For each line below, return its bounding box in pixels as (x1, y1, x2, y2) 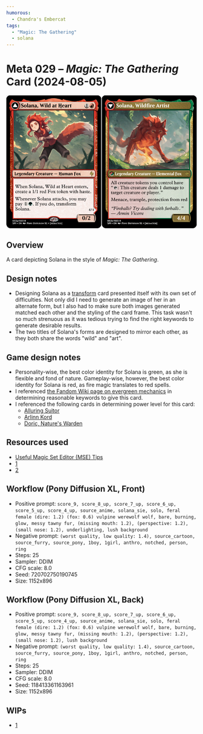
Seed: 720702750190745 (14, 570, 78, 578)
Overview (6, 240, 44, 250)
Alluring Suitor (24, 407, 60, 414)
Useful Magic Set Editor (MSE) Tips (14, 453, 103, 460)
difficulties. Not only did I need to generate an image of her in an (14, 296, 176, 303)
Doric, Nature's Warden (24, 420, 83, 427)
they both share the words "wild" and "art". (14, 335, 123, 342)
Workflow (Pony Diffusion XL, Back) (6, 595, 144, 605)
